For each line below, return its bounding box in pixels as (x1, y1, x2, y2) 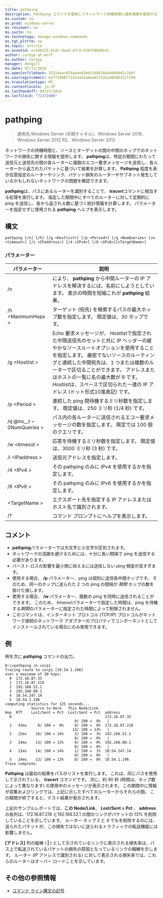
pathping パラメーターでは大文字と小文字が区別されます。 (12, 545, 128, 551)
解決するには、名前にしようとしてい (72, 282, 154, 289)
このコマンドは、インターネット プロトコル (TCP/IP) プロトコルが (12, 612, 144, 618)
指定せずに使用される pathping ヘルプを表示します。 (13, 207, 119, 213)
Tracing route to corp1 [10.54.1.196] (5, 667, 83, 672)
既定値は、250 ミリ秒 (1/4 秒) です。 (63, 405, 147, 412)
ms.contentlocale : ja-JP (5, 84, 55, 89)
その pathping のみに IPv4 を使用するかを (52, 464, 147, 470)
